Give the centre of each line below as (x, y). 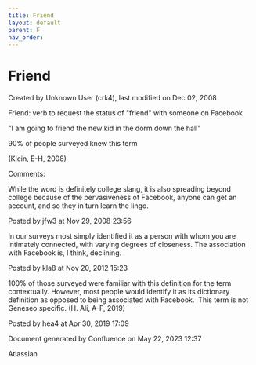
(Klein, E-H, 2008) (37, 159)
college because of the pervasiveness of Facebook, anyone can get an (123, 198)
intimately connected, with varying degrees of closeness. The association (127, 245)
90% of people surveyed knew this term (73, 144)
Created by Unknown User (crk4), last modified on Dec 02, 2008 (112, 98)
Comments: (27, 174)
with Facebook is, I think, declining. (65, 253)
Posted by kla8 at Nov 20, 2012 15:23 (68, 268)
